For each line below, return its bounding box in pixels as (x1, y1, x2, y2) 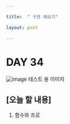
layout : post (6, 24, 38, 30)
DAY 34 (6, 55, 44, 69)
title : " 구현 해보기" (6, 14, 58, 20)
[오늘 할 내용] (6, 94, 52, 104)
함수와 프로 (14, 112, 41, 119)
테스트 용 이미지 (28, 75, 65, 83)
